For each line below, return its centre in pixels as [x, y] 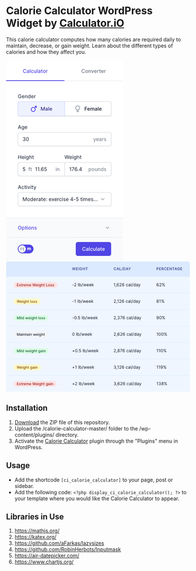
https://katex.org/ [35, 537]
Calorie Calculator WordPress [79, 11]
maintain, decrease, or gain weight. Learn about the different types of [90, 46]
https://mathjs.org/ [37, 531]
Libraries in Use [35, 517]
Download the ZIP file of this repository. [62, 422]
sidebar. [24, 486]
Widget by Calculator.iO [65, 23]
